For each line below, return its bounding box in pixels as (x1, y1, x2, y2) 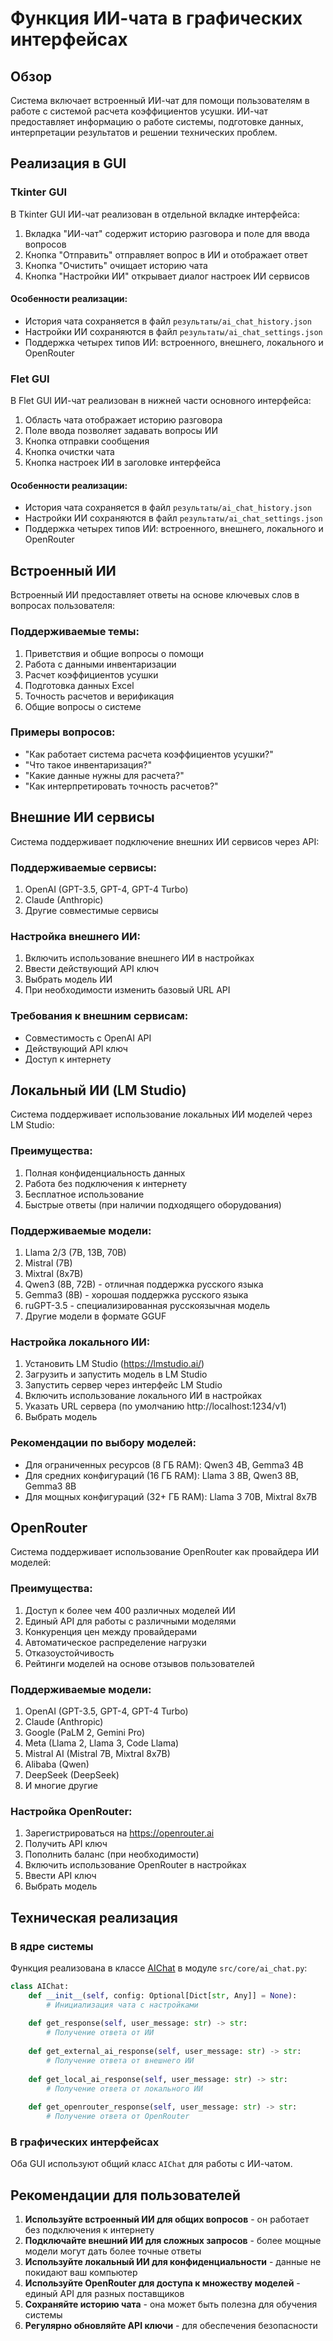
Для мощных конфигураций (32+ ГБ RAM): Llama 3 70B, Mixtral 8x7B (24, 1490, 318, 1502)
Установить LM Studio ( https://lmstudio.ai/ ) (24, 1358, 205, 1370)
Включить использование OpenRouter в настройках (24, 1859, 247, 1871)
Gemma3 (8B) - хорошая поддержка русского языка (24, 1288, 249, 1301)
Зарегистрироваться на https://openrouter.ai (24, 1827, 215, 1839)
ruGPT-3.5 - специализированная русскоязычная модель (24, 1299, 271, 1311)
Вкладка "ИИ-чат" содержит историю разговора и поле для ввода (24, 227, 310, 239)
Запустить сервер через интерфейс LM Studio (24, 1379, 223, 1391)
